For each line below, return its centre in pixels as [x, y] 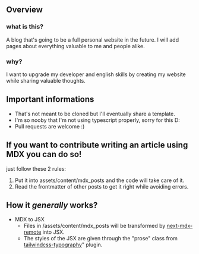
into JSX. [53, 232]
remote [32, 232]
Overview [25, 10]
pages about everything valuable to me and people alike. [75, 46]
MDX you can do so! [44, 154]
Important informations [50, 100]
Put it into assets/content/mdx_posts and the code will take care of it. [99, 180]
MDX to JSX [29, 219]
